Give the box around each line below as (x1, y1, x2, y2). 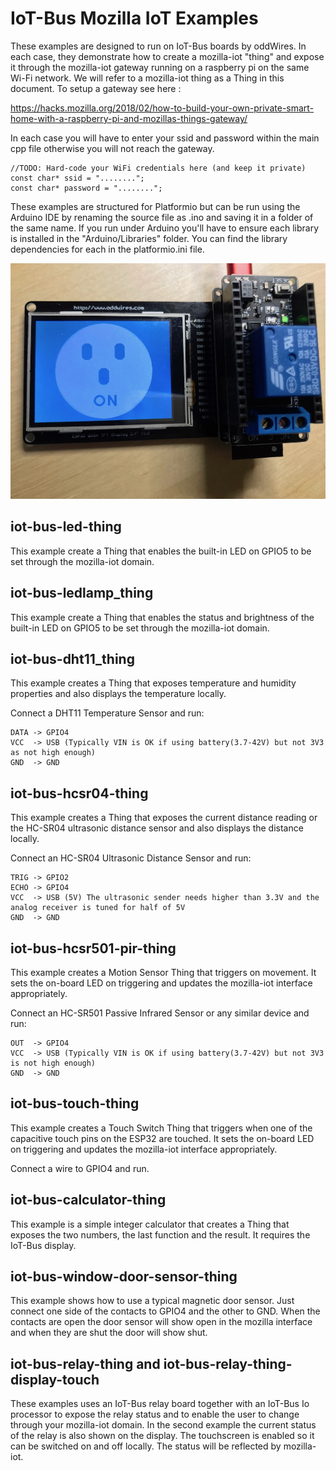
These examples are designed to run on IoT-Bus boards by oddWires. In (10, 40, 307, 52)
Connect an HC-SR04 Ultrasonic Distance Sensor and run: (10, 852, 252, 864)
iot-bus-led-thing (10, 518, 122, 536)
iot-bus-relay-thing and (10, 1355, 161, 1372)
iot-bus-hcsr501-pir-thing (10, 940, 177, 957)
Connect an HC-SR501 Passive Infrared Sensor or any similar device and (10, 1007, 310, 1019)
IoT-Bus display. (10, 1239, 77, 1251)
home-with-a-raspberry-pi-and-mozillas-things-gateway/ (10, 112, 248, 124)
